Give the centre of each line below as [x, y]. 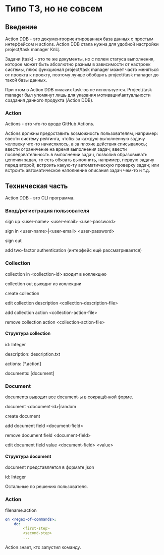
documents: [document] [30, 373]
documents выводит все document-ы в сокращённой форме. [69, 397]
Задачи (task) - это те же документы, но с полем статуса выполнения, [80, 59]
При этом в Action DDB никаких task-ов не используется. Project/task [79, 90]
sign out [13, 241]
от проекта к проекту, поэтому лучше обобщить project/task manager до [82, 75]
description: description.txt [33, 354]
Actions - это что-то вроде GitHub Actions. [50, 124]
